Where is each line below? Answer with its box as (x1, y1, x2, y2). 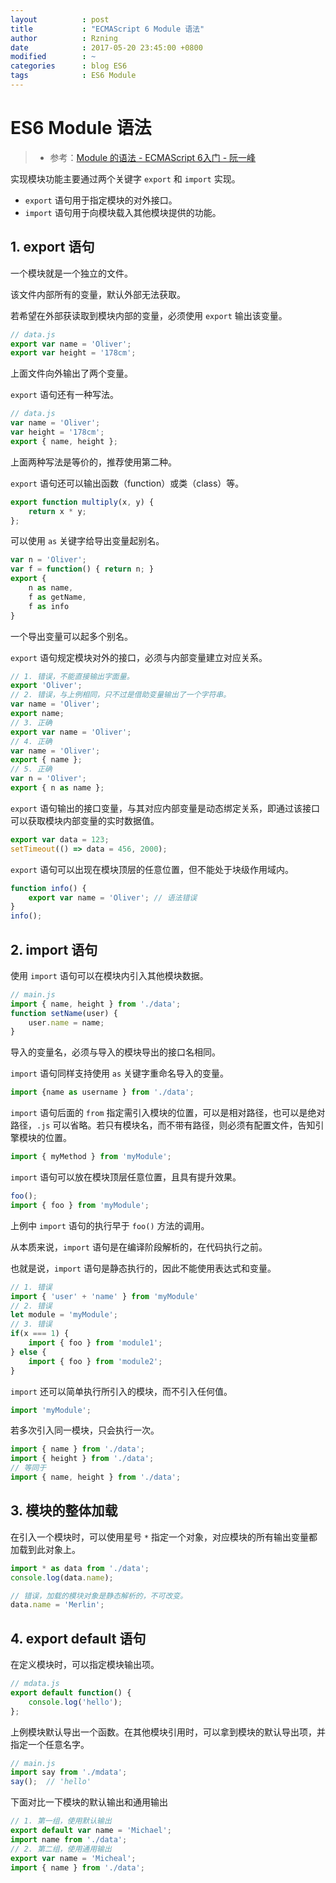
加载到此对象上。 (10, 1543, 81, 1555)
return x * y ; (28, 506, 87, 516)
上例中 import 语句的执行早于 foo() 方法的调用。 (10, 1219, 210, 1231)
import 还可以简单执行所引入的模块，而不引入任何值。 (10, 1385, 233, 1397)
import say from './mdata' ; (10, 1767, 128, 1778)
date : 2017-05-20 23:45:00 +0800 (10, 42, 203, 53)
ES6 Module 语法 (10, 117, 152, 140)
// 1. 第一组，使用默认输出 (10, 1816, 112, 1826)
